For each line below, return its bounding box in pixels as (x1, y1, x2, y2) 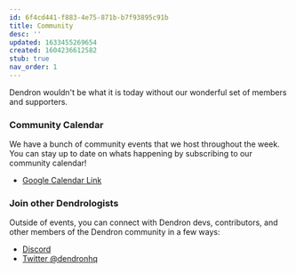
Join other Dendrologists (9, 197, 119, 210)
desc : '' (9, 29, 42, 38)
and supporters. (9, 96, 68, 107)
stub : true (9, 54, 50, 63)
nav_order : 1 (9, 63, 58, 72)
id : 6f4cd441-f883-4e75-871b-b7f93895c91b (9, 12, 169, 22)
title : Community (9, 21, 74, 30)
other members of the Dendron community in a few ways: (9, 227, 220, 237)
